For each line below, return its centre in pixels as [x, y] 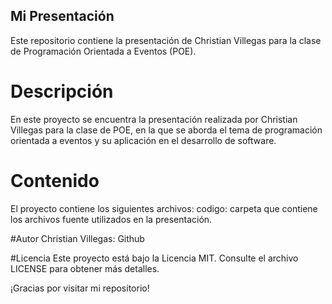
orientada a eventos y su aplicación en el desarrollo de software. [143, 140]
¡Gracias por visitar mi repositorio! [80, 288]
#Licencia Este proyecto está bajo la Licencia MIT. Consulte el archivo [154, 258]
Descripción [62, 91]
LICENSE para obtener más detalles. [85, 268]
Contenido [55, 180]
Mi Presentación [62, 16]
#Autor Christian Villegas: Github [77, 238]
